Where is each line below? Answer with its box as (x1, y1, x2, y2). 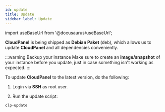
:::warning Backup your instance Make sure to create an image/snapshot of (5, 54, 161, 60)
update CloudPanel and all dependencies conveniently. (5, 45, 118, 51)
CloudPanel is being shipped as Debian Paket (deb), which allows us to (5, 39, 152, 45)
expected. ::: (5, 65, 31, 71)
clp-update (5, 103, 28, 108)
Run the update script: (12, 93, 58, 99)
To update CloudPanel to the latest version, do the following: (5, 75, 129, 80)
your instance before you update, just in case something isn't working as (5, 60, 154, 66)
